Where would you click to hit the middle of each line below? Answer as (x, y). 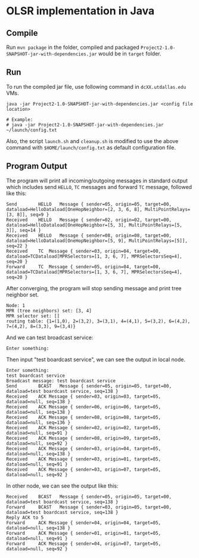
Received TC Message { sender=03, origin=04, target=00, (84, 251)
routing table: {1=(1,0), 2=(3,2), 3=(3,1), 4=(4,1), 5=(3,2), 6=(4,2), (98, 321)
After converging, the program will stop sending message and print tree (94, 288)
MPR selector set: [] (33, 316)
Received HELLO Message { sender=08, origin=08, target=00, (89, 235)
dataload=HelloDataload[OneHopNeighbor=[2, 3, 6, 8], (74, 209)
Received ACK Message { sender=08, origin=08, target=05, (84, 417)
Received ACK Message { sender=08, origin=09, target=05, (84, 438)
